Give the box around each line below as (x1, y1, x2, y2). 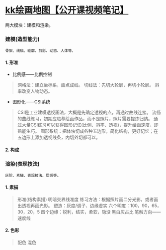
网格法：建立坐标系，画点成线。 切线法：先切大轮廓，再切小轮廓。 (17, 82, 154, 88)
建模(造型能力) (5, 35, 40, 42)
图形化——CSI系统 (12, 99, 51, 105)
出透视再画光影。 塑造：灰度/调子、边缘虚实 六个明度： (17, 203, 131, 209)
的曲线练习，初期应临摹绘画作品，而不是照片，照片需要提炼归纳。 (17, 116, 153, 122)
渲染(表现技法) (5, 160, 40, 167)
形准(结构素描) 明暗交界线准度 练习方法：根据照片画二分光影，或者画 (17, 196, 158, 202)
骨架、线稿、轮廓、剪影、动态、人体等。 (5, 48, 76, 53)
